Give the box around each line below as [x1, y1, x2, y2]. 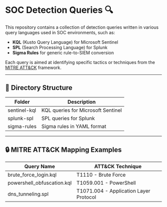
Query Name [24, 163, 55, 170]
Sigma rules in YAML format [41, 123, 107, 130]
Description [67, 98, 96, 105]
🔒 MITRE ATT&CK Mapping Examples [5, 145, 122, 154]
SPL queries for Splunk [41, 115, 95, 122]
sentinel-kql [7, 107, 36, 114]
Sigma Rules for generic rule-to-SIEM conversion [12, 50, 114, 56]
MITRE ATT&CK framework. [5, 65, 62, 70]
